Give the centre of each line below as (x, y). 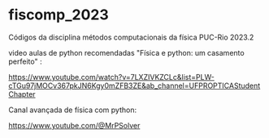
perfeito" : (25, 61)
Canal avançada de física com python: (72, 110)
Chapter (22, 94)
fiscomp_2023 (59, 15)
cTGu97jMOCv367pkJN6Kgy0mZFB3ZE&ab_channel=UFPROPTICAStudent (134, 86)
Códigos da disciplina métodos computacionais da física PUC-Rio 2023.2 (131, 37)
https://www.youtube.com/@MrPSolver (74, 125)
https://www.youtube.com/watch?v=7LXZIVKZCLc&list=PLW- (112, 77)
